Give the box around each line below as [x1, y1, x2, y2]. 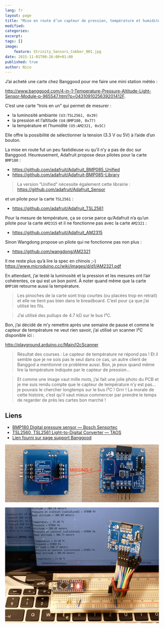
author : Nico [5, 65, 32, 69]
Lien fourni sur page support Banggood [12, 435, 92, 441]
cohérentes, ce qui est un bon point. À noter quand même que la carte [5, 278, 146, 284]
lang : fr [5, 8, 23, 13]
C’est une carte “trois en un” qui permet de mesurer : [5, 103, 111, 109]
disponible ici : [5, 333, 34, 338]
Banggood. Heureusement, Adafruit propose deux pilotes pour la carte [5, 152, 147, 158]
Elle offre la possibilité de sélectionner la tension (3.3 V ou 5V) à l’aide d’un [5, 132, 155, 138]
